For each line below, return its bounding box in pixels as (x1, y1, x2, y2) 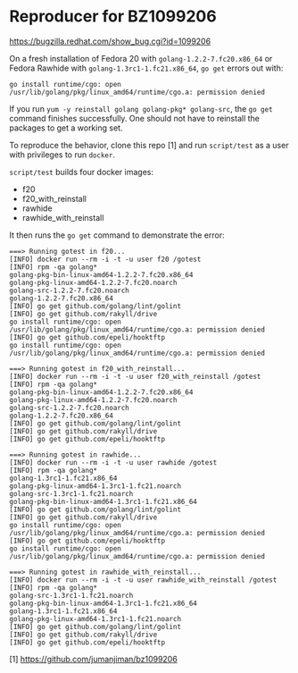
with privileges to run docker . (9, 149, 116, 160)
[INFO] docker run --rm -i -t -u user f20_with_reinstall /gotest (9, 372, 261, 381)
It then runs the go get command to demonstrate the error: (9, 230, 225, 240)
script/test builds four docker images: (9, 166, 154, 177)
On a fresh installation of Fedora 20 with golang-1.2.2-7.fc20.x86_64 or (9, 53, 273, 63)
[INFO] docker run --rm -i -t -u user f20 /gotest (9, 255, 202, 264)
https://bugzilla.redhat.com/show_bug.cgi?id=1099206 (9, 36, 211, 46)
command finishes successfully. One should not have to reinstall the (9, 113, 261, 123)
